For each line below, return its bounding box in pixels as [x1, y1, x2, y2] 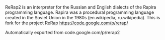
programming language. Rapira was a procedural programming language [5, 9, 154, 15]
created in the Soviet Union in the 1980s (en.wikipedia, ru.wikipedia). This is [5, 15, 161, 20]
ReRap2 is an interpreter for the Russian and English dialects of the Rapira [5, 4, 157, 10]
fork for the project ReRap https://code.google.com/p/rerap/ [5, 20, 128, 26]
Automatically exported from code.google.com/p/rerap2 [5, 30, 120, 35]
